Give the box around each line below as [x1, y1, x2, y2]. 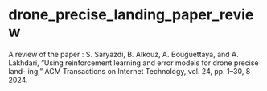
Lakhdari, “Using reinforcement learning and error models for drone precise [8, 58, 259, 68]
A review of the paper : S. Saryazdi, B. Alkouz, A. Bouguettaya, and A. [8, 49, 239, 59]
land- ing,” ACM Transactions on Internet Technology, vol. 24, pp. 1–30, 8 [8, 66, 251, 76]
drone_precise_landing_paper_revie [8, 6, 254, 24]
